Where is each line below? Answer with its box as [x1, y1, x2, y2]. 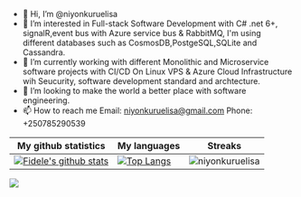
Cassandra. [22, 47, 66, 58]
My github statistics [16, 140, 106, 152]
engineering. [22, 95, 71, 106]
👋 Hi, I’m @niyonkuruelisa [22, 9, 118, 19]
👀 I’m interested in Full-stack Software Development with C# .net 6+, [22, 18, 278, 29]
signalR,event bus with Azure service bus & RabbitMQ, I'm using [22, 28, 262, 38]
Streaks [207, 140, 242, 152]
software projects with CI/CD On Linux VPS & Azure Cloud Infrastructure [22, 66, 293, 77]
